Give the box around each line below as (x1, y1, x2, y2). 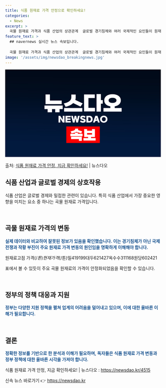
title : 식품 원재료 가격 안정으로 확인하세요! (5, 8, 86, 13)
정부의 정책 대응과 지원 (5, 291, 70, 299)
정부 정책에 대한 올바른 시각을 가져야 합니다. (5, 356, 89, 363)
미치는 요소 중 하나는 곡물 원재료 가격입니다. (14, 198, 99, 205)
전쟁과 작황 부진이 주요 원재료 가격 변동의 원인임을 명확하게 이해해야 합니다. (5, 244, 148, 250)
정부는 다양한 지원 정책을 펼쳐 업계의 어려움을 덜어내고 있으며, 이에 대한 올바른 (5, 304, 153, 311)
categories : (5, 13, 30, 18)
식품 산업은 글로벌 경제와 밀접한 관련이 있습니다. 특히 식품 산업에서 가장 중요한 (5, 192, 156, 198)
